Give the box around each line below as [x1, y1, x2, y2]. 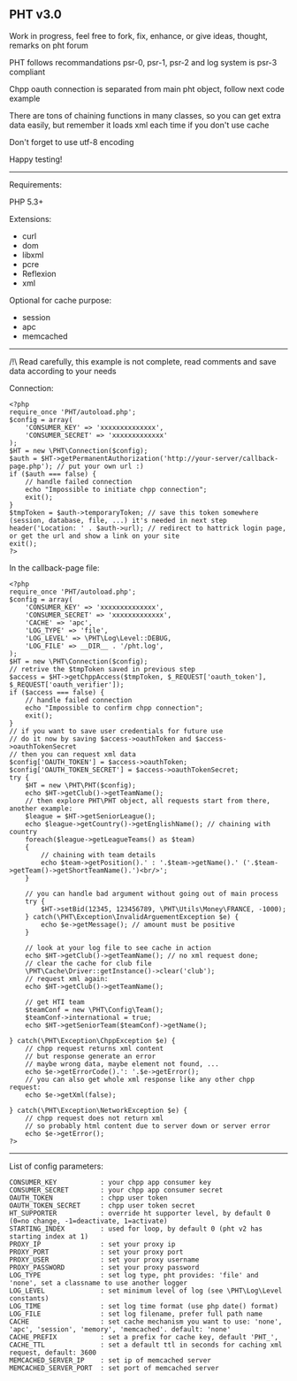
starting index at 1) [9, 1231, 89, 1241]
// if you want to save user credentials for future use [9, 726, 224, 735]
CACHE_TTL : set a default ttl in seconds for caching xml [9, 1340, 283, 1349]
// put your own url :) [56, 462, 144, 471]
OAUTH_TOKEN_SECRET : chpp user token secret [9, 1201, 196, 1210]
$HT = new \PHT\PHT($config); [25, 780, 137, 790]
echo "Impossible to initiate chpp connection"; [25, 485, 208, 494]
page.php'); [9, 462, 53, 471]
